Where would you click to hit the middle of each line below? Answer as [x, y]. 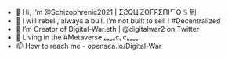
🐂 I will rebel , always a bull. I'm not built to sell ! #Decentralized [118, 21]
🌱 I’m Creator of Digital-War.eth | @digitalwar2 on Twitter [107, 29]
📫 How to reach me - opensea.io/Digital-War [89, 46]
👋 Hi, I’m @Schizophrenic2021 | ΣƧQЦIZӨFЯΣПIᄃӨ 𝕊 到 [106, 12]
